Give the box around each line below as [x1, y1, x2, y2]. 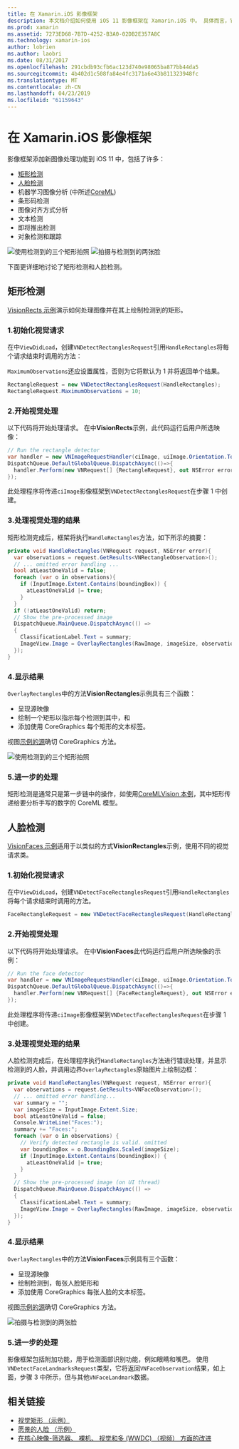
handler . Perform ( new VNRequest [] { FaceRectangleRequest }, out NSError [14, 990, 228, 997]
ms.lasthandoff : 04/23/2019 [7, 90, 91, 97]
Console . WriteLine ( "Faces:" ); [14, 1119, 103, 1127]
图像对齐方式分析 [17, 205, 68, 214]
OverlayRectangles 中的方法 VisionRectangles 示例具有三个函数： [7, 689, 196, 698]
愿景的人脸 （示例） [17, 1425, 76, 1433]
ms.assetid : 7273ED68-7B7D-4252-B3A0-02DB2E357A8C [7, 30, 161, 38]
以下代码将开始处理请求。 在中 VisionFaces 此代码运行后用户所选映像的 [7, 947, 215, 955]
